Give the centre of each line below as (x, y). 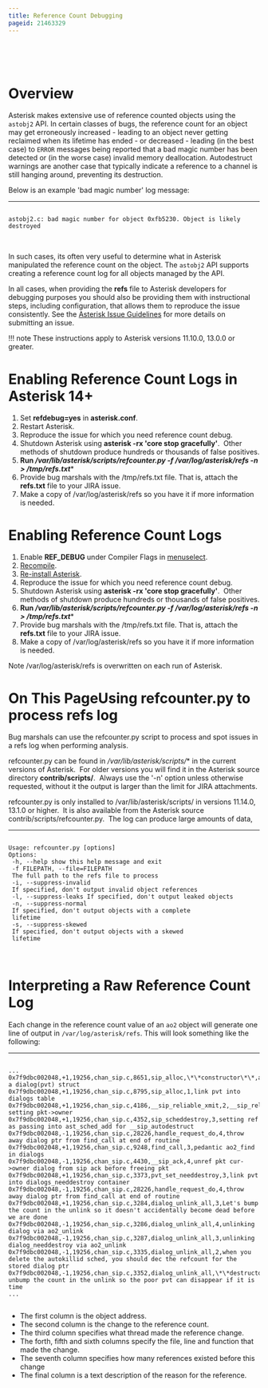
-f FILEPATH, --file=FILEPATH (62, 869)
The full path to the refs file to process (85, 876)
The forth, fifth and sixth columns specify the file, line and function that (136, 1342)
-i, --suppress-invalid (51, 883)
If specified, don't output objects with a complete (101, 911)
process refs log (63, 715)
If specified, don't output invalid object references (104, 890)
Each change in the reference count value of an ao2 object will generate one (133, 1025)
